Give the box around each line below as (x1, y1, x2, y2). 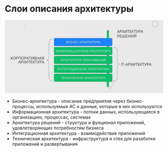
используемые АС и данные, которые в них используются (36, 104, 162, 110)
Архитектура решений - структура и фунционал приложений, (12, 120, 145, 126)
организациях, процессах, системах (12, 114, 92, 120)
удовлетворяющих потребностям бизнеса (12, 125, 104, 131)
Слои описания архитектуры (5, 3, 134, 15)
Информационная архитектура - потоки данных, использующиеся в (12, 109, 160, 115)
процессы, (12, 104, 35, 110)
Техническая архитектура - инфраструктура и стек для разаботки (12, 136, 156, 142)
